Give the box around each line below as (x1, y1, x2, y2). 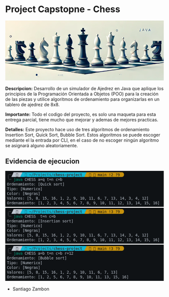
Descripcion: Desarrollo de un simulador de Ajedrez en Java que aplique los (5, 85, 164, 91)
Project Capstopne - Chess (5, 4, 121, 15)
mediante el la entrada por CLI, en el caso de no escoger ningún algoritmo (5, 137, 159, 143)
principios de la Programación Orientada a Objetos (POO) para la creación (5, 91, 158, 97)
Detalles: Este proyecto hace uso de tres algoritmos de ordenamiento (5, 126, 150, 132)
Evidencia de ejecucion (5, 157, 79, 166)
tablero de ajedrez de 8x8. (5, 101, 60, 107)
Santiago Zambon (12, 286, 49, 292)
